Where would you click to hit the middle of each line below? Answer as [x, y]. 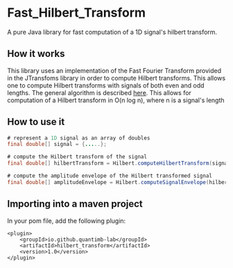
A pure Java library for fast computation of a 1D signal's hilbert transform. [112, 32]
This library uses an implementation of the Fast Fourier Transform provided [114, 70]
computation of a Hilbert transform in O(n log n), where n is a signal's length [116, 100]
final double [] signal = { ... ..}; [57, 144]
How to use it [36, 122]
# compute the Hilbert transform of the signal [77, 157]
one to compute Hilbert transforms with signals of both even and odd [106, 85]
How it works [36, 54]
